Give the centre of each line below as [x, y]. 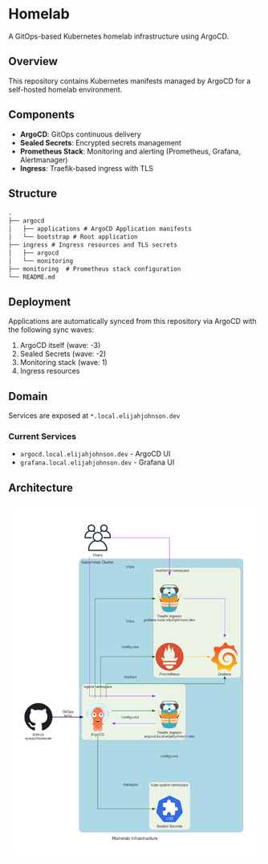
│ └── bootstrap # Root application [73, 237]
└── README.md [32, 277]
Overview [33, 61]
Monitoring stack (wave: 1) [64, 362]
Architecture [41, 487]
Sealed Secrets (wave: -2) [63, 354]
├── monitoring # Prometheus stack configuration [95, 269]
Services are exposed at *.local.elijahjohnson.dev [94, 416]
